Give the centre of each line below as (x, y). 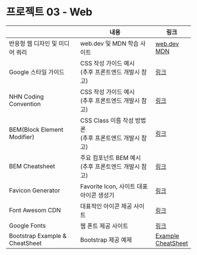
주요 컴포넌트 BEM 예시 (111, 158)
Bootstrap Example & (38, 236)
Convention (25, 104)
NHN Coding (26, 96)
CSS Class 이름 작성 (107, 120)
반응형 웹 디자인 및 (33, 43)
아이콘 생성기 (97, 195)
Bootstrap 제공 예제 (106, 240)
